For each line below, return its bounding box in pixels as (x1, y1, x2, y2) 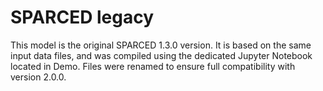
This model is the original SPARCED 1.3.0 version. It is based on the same (10, 39, 312, 51)
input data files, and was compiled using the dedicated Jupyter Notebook (10, 49, 313, 61)
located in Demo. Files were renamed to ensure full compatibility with (10, 60, 296, 72)
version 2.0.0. (10, 71, 67, 83)
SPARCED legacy (10, 6, 155, 29)
